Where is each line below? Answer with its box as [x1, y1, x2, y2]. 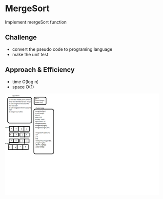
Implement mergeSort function [5, 19, 67, 25]
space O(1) [12, 84, 34, 89]
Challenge [5, 33, 37, 42]
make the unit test [12, 51, 49, 57]
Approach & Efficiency [5, 66, 75, 74]
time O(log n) [12, 79, 39, 85]
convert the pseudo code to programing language [12, 46, 113, 52]
